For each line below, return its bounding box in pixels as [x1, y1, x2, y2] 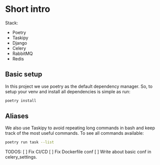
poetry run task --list [5, 140, 54, 145]
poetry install [5, 98, 37, 103]
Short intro [5, 3, 51, 15]
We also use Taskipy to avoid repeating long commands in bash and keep [5, 125, 155, 131]
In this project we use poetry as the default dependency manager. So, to [5, 83, 153, 89]
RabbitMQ [12, 51, 33, 56]
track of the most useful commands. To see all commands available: [5, 130, 144, 136]
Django [12, 40, 27, 46]
